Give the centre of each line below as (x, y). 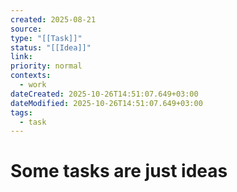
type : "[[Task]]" (46, 38)
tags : (21, 112)
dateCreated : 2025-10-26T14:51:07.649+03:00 (104, 94)
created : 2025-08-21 (53, 19)
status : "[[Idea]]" (51, 47)
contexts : (31, 76)
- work (33, 85)
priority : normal (46, 66)
